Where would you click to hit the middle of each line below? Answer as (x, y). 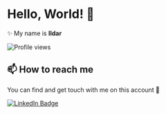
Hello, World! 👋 (51, 14)
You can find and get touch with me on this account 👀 (84, 90)
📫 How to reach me (50, 69)
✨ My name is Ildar (35, 33)
